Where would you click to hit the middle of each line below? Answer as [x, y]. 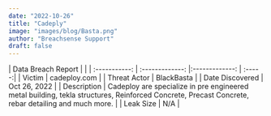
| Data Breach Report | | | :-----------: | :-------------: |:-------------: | [125, 69]
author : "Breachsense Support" [61, 39]
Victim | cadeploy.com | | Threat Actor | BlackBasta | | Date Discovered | [143, 78]
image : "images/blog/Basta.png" [63, 31]
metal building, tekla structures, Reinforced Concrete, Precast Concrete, [129, 95]
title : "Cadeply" [38, 24]
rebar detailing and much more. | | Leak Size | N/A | [94, 104]
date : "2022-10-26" [41, 16]
